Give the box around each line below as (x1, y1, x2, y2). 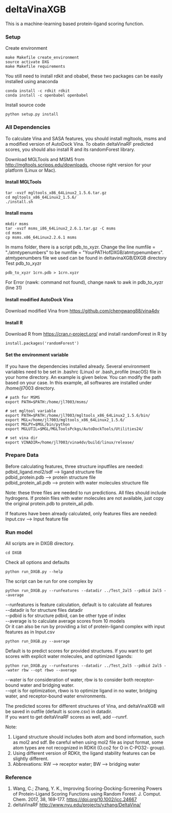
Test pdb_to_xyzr (5, 260, 42, 266)
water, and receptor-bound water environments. (5, 693, 107, 699)
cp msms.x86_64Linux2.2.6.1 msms (5, 235, 77, 240)
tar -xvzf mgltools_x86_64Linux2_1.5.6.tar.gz (5, 190, 107, 196)
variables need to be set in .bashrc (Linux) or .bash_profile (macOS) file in (5, 369, 162, 375)
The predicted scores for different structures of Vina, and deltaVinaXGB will (5, 703, 165, 709)
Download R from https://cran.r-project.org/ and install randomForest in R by (5, 331, 167, 337)
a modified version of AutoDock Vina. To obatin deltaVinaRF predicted (5, 141, 154, 147)
